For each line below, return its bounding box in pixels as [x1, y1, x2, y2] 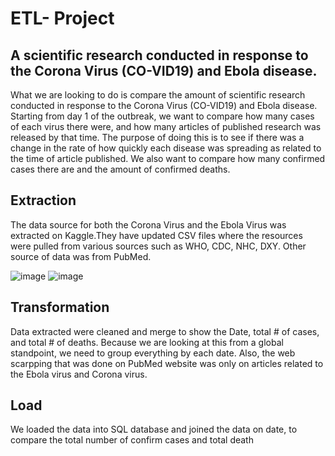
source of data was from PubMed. [10, 250, 152, 262]
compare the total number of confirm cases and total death [10, 434, 254, 446]
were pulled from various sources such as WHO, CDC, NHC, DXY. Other [10, 240, 307, 252]
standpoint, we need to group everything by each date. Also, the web [10, 347, 296, 359]
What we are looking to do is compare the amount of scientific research [10, 89, 306, 101]
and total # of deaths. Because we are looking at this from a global [10, 336, 284, 348]
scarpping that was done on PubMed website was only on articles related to [10, 357, 324, 369]
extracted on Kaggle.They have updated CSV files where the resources [10, 229, 303, 241]
